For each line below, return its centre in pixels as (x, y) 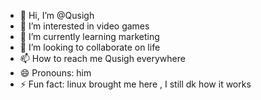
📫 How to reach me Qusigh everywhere (102, 58)
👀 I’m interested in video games (84, 26)
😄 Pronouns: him (55, 73)
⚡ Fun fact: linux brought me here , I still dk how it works (135, 84)
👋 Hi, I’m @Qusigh (57, 15)
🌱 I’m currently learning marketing (89, 36)
